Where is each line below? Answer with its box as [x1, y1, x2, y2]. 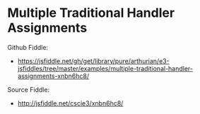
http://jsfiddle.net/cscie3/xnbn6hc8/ [17, 99, 124, 107]
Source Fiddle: [7, 85, 50, 94]
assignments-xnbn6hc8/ [17, 72, 90, 80]
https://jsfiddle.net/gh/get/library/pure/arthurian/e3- [17, 56, 170, 65]
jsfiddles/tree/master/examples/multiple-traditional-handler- [17, 64, 193, 72]
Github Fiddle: [7, 43, 48, 51]
